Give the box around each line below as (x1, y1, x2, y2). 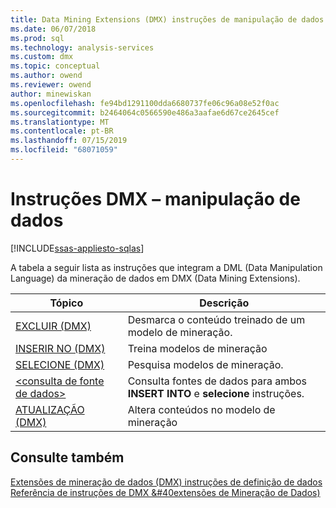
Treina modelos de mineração (127, 341, 268, 355)
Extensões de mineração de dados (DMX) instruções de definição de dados (10, 476, 323, 488)
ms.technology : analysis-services (10, 42, 155, 53)
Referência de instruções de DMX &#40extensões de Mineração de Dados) (10, 486, 321, 498)
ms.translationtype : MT (10, 117, 110, 127)
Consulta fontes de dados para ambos (127, 374, 308, 388)
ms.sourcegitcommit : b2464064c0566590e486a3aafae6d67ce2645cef (10, 107, 280, 118)
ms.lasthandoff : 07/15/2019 (10, 136, 128, 146)
